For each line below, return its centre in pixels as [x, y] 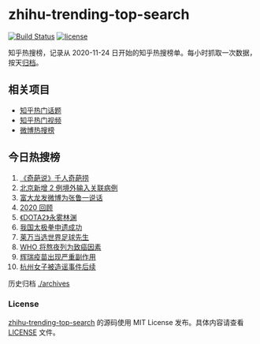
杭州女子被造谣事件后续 [58, 267]
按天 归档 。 [26, 62]
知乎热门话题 [40, 110]
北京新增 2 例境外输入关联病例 [69, 188]
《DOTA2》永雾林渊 [48, 217]
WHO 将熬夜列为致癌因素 [60, 247]
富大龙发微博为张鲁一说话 [61, 197]
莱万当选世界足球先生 [54, 237]
